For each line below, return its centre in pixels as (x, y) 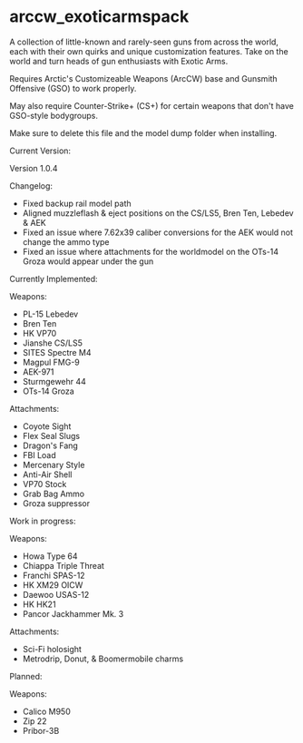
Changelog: (31, 186)
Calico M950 (46, 711)
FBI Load (39, 455)
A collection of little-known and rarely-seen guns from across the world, (144, 42)
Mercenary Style (54, 464)
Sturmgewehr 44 (54, 381)
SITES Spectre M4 (57, 352)
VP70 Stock (44, 484)
